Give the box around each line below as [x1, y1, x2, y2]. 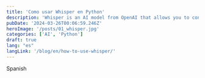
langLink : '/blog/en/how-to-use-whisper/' [6, 48, 116, 54]
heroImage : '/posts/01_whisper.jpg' [6, 25, 99, 32]
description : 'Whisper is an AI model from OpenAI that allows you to [6, 15, 190, 21]
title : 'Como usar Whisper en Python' [6, 8, 105, 15]
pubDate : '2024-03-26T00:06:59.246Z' [6, 20, 103, 26]
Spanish [6, 65, 27, 72]
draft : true [6, 37, 37, 43]
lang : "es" [6, 43, 34, 49]
